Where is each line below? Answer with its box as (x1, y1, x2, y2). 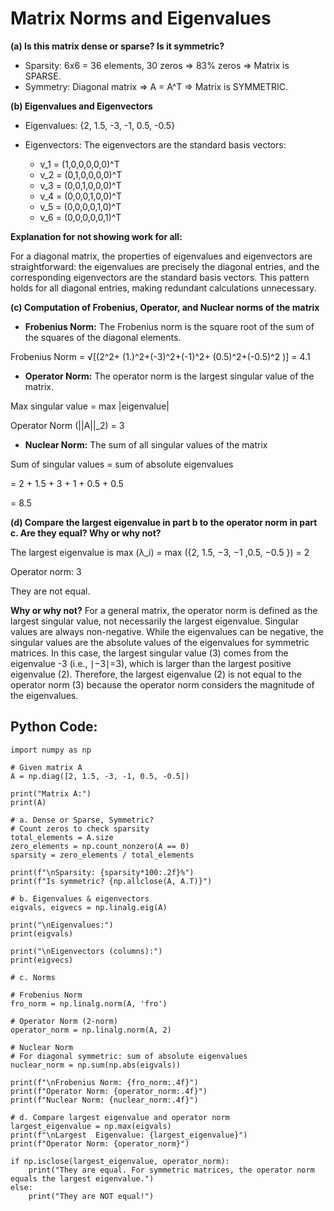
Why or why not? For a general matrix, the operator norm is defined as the (10, 604, 318, 616)
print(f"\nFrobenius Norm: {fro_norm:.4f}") (10, 1077, 199, 1087)
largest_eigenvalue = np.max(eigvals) (10, 1121, 172, 1131)
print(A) (10, 797, 47, 807)
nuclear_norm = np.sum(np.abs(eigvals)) (10, 1060, 182, 1070)
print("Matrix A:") (10, 788, 92, 799)
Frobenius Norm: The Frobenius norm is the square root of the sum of (24, 320, 315, 332)
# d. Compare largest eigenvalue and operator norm (10, 1112, 230, 1122)
